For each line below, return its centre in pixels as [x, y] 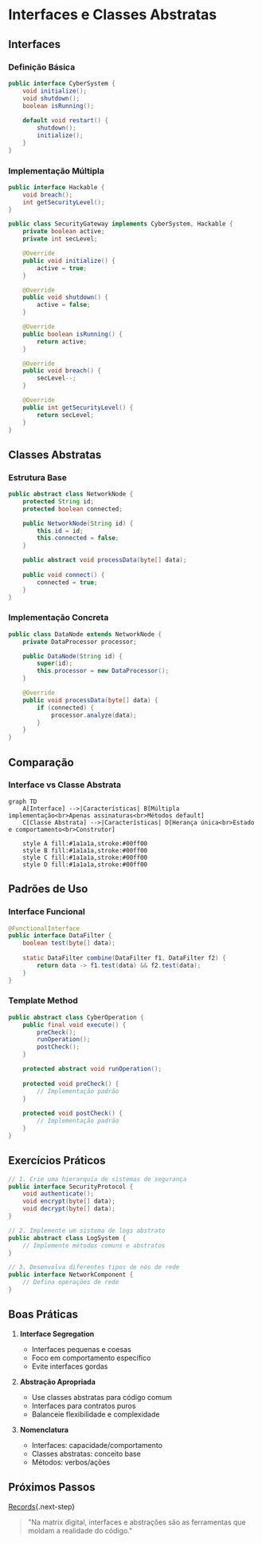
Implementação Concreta [59, 618]
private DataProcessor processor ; [80, 642]
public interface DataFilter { [60, 936]
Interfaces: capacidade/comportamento [97, 1445]
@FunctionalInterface [44, 929]
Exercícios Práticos [57, 1161]
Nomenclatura [44, 1430]
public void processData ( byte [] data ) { [90, 700]
